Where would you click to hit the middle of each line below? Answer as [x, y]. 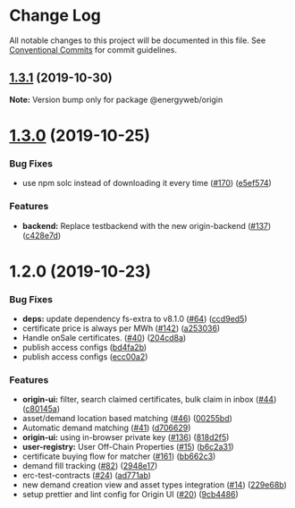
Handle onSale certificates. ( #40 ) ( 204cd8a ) [104, 338]
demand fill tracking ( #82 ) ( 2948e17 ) [90, 466]
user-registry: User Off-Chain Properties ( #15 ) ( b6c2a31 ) [128, 447]
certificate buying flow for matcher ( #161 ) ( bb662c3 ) [119, 456]
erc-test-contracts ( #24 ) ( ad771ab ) [87, 476]
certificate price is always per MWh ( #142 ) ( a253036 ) [121, 328]
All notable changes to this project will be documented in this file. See [138, 40]
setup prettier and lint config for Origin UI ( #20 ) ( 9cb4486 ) [130, 495]
